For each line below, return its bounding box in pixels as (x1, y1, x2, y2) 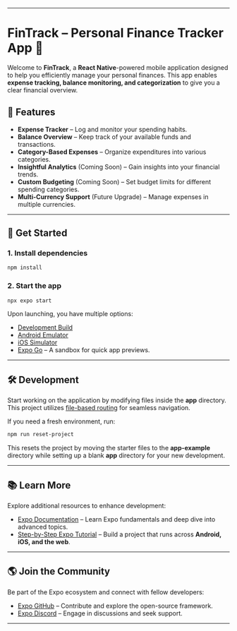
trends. (17, 170, 39, 179)
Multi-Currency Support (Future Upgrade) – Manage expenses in (17, 192, 209, 201)
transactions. (17, 140, 56, 148)
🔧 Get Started (7, 227, 68, 239)
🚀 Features (7, 107, 56, 119)
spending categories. (17, 185, 80, 193)
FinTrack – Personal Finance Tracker (7, 25, 224, 41)
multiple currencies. (17, 200, 76, 208)
